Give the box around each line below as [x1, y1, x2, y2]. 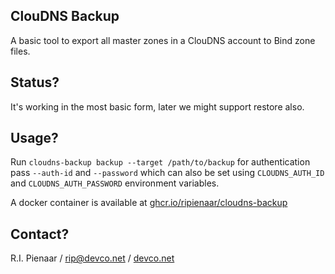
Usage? [10, 130, 59, 147]
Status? [10, 74, 60, 91]
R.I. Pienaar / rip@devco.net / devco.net [10, 252, 175, 264]
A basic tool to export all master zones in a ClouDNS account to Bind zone [10, 34, 316, 46]
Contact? [10, 225, 70, 243]
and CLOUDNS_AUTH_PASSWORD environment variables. [10, 177, 220, 189]
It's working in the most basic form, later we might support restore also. [10, 100, 305, 113]
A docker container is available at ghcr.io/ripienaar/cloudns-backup [10, 197, 288, 209]
